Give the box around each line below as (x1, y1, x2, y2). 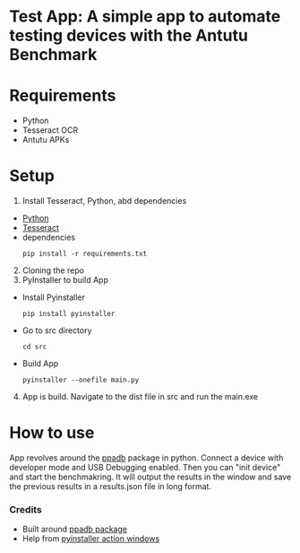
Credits (9, 503, 42, 515)
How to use (9, 423, 95, 443)
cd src (21, 343, 47, 352)
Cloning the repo (21, 265, 85, 276)
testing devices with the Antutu (9, 25, 249, 46)
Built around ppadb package (21, 523, 128, 535)
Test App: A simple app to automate (9, 6, 281, 27)
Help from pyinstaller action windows (21, 533, 160, 544)
